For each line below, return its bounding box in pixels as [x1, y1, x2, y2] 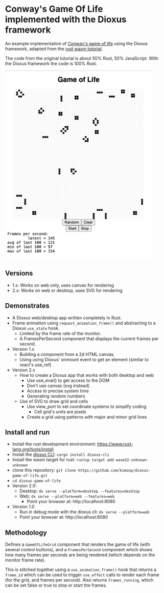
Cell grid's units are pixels [34, 409, 87, 415]
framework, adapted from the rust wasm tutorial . [5, 46, 103, 52]
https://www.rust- [97, 441, 133, 447]
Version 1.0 [12, 504, 35, 509]
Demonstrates [5, 302, 50, 310]
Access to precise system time [26, 388, 89, 394]
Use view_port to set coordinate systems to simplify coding [26, 403, 147, 409]
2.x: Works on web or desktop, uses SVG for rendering [12, 287, 123, 293]
